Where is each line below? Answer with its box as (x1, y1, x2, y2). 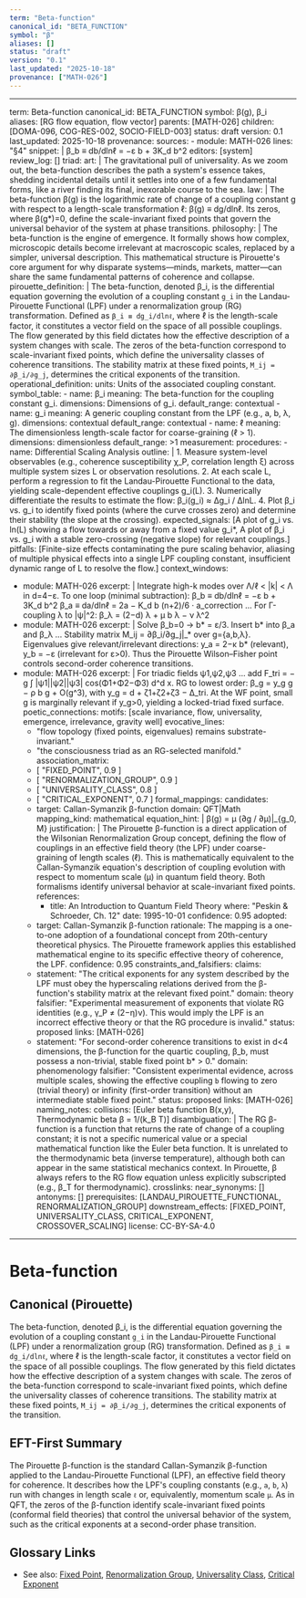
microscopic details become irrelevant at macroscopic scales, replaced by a (9, 242, 295, 253)
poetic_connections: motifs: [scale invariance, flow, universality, (22, 706, 262, 717)
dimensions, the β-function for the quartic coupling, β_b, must (36, 1046, 270, 1057)
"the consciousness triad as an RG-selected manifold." (36, 745, 242, 756)
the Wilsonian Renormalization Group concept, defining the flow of (36, 832, 287, 843)
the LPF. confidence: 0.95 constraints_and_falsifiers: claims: (36, 958, 262, 969)
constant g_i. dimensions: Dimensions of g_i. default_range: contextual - (9, 398, 280, 409)
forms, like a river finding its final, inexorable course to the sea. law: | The (9, 183, 285, 194)
